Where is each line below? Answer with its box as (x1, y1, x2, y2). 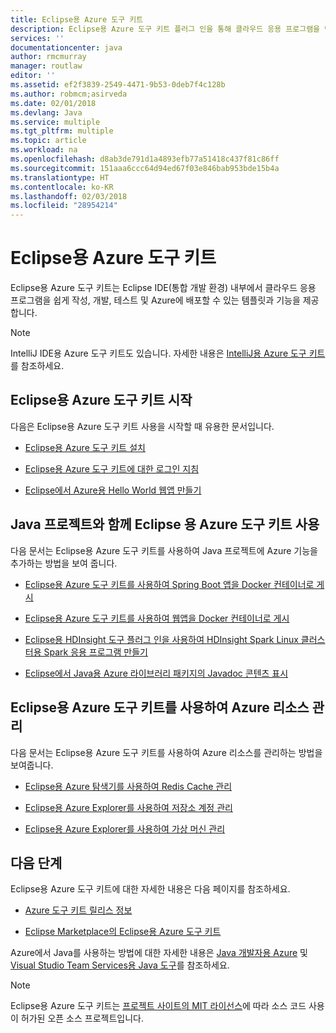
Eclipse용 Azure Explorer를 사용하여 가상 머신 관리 (24, 822, 226, 835)
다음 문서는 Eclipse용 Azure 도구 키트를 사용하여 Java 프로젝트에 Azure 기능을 (10, 544, 318, 556)
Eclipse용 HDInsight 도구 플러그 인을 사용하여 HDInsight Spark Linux (24, 633, 299, 645)
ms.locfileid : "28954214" (10, 201, 118, 211)
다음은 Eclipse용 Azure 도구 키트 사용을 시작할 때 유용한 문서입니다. (10, 420, 275, 432)
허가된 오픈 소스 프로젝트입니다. (20, 1012, 144, 1025)
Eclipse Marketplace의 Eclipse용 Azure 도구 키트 (24, 926, 222, 938)
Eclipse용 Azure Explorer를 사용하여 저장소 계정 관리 (24, 801, 233, 813)
